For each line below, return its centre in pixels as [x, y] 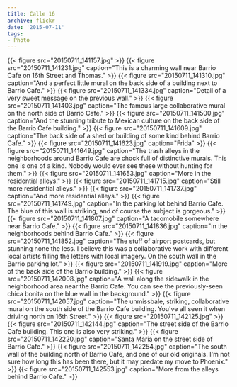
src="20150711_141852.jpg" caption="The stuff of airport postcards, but [111, 241]
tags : [15, 34]
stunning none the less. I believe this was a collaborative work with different [118, 249]
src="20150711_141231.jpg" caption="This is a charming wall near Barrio [112, 68]
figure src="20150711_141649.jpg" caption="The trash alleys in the [104, 151]
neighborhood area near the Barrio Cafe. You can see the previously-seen [115, 286]
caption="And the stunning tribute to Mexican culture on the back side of [114, 120]
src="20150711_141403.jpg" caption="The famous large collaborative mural [116, 106]
